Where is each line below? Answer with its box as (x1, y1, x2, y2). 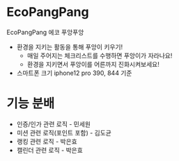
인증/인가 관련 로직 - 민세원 (16, 119, 91, 128)
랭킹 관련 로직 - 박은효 (16, 137, 77, 146)
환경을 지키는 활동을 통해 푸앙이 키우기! (16, 42, 123, 51)
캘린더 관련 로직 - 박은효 (16, 146, 83, 154)
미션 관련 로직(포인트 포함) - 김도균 (16, 128, 112, 137)
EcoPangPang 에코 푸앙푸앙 (6, 28, 84, 36)
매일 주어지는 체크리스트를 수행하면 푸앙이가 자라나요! (26, 51, 173, 60)
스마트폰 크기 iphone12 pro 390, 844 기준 (16, 69, 132, 77)
